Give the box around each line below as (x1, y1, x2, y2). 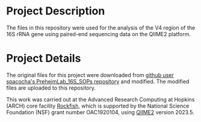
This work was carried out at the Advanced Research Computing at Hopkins (6, 96, 195, 103)
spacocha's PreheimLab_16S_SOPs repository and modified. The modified (6, 78, 190, 85)
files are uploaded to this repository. (6, 84, 96, 91)
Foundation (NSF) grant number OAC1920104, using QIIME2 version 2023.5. (6, 108, 194, 115)
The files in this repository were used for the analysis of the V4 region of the (6, 24, 196, 31)
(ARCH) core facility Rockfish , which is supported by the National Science (6, 102, 190, 109)
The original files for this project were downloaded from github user (6, 71, 175, 79)
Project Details (6, 52, 81, 66)
